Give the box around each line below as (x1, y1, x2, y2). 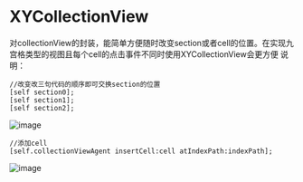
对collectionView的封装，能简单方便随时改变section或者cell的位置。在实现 (9, 37, 287, 48)
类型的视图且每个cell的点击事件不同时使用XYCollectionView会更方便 (24, 48, 279, 60)
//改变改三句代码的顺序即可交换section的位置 (9, 80, 161, 89)
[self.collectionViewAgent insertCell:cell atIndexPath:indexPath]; (9, 147, 273, 156)
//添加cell (9, 139, 48, 148)
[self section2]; (9, 103, 75, 112)
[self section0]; (9, 88, 75, 97)
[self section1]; (9, 95, 75, 105)
